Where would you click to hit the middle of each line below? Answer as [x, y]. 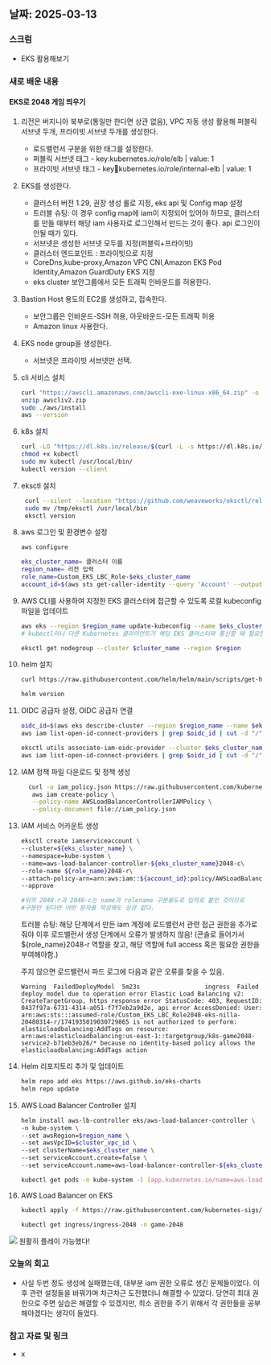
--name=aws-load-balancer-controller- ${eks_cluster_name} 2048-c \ [132, 864]
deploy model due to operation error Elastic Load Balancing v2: [132, 994]
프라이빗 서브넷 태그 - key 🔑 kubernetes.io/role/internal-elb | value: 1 [142, 168]
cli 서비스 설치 [43, 377]
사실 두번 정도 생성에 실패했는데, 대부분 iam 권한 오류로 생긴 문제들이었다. [136, 1283]
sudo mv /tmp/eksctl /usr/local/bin [86, 508]
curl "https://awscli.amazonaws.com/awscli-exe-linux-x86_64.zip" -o [140, 393]
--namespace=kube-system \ [66, 856]
